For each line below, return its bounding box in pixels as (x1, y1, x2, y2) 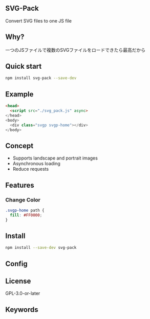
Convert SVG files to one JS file (5, 17, 72, 24)
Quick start (5, 62, 42, 71)
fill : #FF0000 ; (10, 212, 42, 217)
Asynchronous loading (12, 161, 60, 167)
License (5, 276, 31, 285)
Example (5, 90, 34, 98)
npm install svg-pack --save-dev (5, 75, 77, 81)
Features (5, 181, 34, 189)
